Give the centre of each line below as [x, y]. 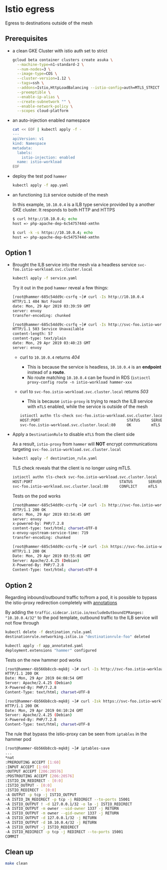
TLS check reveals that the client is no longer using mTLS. [72, 468]
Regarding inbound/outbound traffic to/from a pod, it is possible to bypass [81, 597]
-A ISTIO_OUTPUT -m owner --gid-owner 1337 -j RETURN [62, 813]
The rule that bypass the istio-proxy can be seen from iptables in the [76, 734]
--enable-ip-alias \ [38, 97]
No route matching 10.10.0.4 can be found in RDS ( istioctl [89, 377]
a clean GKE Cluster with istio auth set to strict [60, 50]
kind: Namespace [29, 143]
